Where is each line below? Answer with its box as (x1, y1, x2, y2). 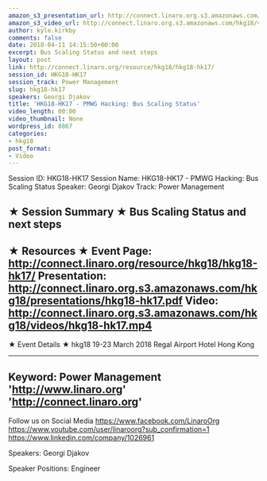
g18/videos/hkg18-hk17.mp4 (8, 319, 153, 333)
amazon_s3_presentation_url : (8, 11, 105, 20)
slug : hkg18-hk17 (8, 85, 66, 94)
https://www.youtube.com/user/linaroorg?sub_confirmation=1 (8, 425, 210, 434)
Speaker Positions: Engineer (8, 464, 101, 473)
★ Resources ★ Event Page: (8, 244, 153, 258)
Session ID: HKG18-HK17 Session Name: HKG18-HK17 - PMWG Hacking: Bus (8, 174, 259, 183)
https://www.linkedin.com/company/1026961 (8, 433, 155, 443)
